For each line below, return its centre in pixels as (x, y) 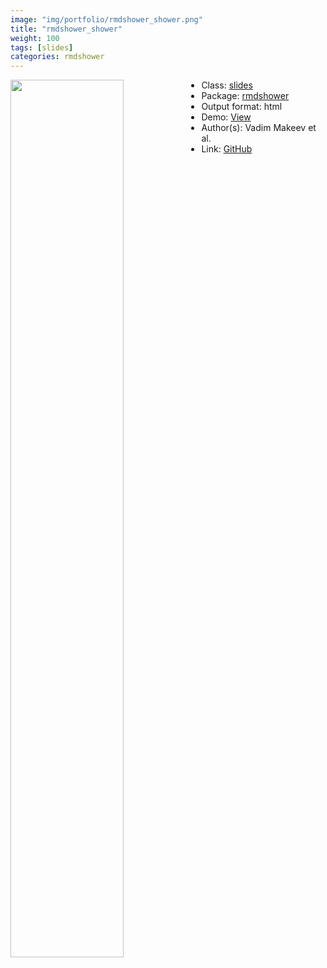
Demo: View (226, 117)
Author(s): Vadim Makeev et (259, 128)
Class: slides (227, 85)
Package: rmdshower (245, 96)
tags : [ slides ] (42, 47)
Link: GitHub (227, 149)
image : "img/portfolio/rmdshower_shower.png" (106, 19)
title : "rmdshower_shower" (66, 29)
